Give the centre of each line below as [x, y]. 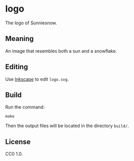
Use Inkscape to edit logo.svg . [37, 79]
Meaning [19, 39]
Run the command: [25, 107]
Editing [17, 67]
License [18, 142]
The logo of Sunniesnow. [31, 23]
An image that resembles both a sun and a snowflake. [61, 51]
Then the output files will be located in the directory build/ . [67, 126]
